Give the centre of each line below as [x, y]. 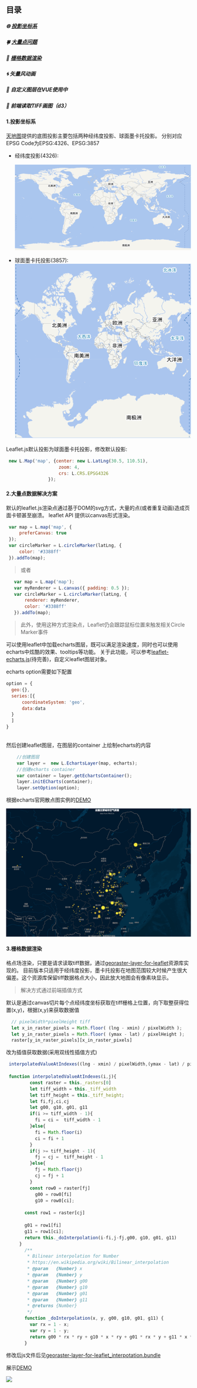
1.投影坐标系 [21, 122]
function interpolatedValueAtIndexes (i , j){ [62, 1077]
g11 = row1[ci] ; [44, 1231]
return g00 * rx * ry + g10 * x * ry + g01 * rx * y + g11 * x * [111, 1337]
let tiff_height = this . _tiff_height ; [77, 1095]
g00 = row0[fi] [53, 1194]
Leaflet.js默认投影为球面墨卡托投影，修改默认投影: [67, 449]
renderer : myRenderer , [52, 601]
